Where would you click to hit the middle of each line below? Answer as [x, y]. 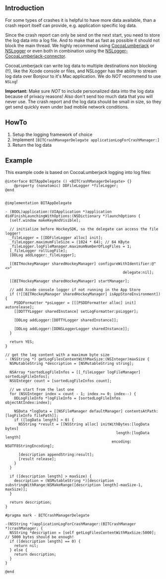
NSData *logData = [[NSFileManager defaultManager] [68, 411]
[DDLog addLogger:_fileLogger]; [43, 255]
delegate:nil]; [138, 273]
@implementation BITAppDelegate [38, 203]
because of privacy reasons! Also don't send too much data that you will [79, 96]
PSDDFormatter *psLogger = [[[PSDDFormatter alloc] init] [75, 303]
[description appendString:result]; [56, 455]
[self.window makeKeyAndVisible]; [45, 221]
